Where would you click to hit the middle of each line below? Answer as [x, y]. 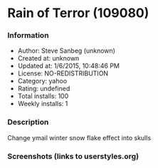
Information [28, 36]
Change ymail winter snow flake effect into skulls [79, 137]
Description [28, 122]
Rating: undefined [44, 89]
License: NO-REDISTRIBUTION [63, 73]
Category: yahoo [42, 81]
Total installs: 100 [43, 96]
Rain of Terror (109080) [78, 13]
